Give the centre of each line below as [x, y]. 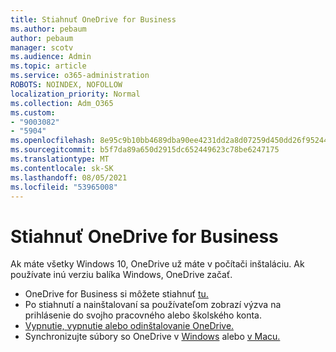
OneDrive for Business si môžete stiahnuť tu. [116, 294]
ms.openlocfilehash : [53, 141]
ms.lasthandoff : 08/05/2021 [69, 177]
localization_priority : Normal [75, 94]
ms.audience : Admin [51, 57]
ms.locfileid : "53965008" [64, 187]
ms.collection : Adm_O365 [62, 103]
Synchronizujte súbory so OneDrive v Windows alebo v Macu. [152, 337]
